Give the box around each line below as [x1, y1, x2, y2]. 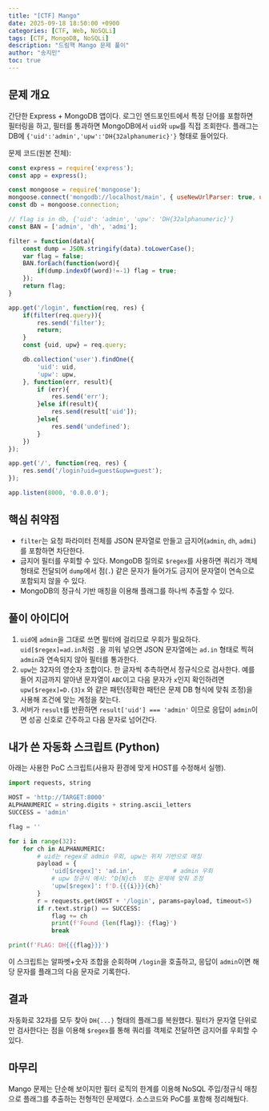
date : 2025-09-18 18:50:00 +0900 [8, 19, 120, 27]
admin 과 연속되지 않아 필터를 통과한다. [19, 654, 139, 664]
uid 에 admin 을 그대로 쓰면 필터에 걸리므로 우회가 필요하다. [19, 634, 201, 644]
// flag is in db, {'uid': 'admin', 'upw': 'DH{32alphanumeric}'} [8, 216, 235, 224]
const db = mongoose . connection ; [8, 201, 120, 209]
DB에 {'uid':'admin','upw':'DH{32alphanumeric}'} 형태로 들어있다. [8, 131, 228, 140]
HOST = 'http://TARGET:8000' [8, 794, 106, 802]
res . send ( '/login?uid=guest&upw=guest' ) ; [22, 467, 163, 475]
